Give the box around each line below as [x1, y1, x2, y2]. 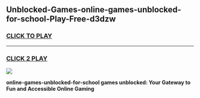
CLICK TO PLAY [6, 32, 52, 40]
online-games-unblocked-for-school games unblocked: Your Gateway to [6, 78, 190, 86]
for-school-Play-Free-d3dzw [6, 14, 116, 24]
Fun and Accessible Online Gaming [6, 85, 95, 92]
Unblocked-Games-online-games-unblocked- [6, 5, 182, 15]
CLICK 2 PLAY [6, 54, 48, 62]
